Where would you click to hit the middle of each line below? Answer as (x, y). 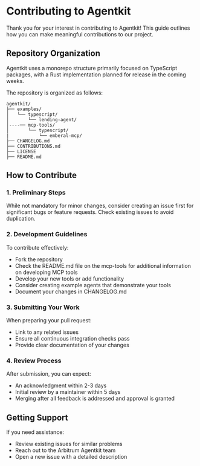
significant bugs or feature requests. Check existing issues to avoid (90, 212)
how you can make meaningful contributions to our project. (80, 34)
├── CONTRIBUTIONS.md (34, 146)
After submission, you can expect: (49, 374)
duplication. (21, 219)
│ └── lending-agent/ (42, 119)
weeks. (15, 81)
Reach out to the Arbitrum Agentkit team (65, 450)
